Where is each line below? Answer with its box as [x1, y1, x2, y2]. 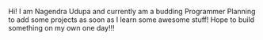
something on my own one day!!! [8, 24, 115, 32]
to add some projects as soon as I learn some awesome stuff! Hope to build [8, 15, 255, 24]
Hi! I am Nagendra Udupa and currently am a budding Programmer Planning [8, 7, 256, 16]
